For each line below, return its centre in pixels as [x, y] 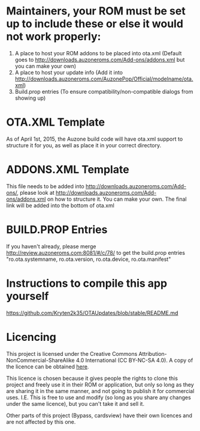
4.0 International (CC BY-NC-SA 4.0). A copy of [134, 360]
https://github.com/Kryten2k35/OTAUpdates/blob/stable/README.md [92, 313]
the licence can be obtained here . [48, 366]
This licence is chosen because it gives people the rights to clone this [92, 378]
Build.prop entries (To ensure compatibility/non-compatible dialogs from [104, 91]
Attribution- [153, 353]
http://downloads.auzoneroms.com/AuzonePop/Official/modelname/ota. [104, 79]
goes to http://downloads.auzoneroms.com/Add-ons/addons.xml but [100, 60]
